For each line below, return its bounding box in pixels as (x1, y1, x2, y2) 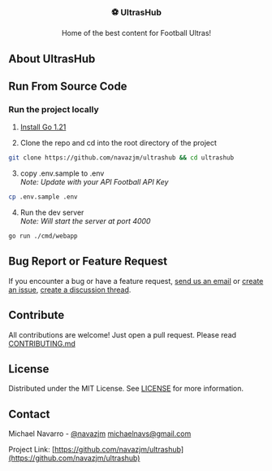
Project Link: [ (8, 445, 55, 455)
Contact (8, 407, 50, 421)
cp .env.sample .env (8, 193, 79, 201)
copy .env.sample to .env (19, 168, 105, 178)
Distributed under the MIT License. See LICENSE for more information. (8, 384, 244, 394)
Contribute (8, 308, 65, 322)
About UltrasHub (8, 51, 96, 66)
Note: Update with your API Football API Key (19, 177, 169, 187)
